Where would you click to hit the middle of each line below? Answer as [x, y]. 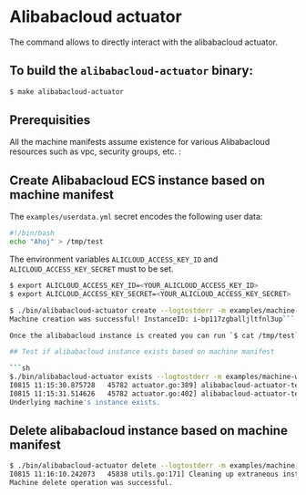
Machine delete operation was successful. [91, 483]
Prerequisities [50, 120]
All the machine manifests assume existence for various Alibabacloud [140, 142]
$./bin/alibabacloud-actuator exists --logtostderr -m [116, 377]
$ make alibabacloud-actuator [67, 92]
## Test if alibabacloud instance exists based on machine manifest [142, 352]
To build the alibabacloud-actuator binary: [131, 71]
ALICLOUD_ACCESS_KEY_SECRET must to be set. [92, 269]
